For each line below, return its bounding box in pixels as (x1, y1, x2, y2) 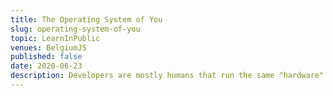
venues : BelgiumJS (10, 42, 87, 53)
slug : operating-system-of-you (10, 24, 141, 34)
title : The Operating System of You (10, 14, 163, 25)
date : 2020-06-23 (10, 61, 83, 71)
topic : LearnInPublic (10, 33, 101, 43)
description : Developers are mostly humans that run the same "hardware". (10, 71, 329, 81)
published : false (10, 52, 83, 62)
